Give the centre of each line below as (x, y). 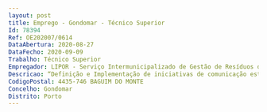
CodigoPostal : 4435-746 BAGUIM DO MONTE (76, 81)
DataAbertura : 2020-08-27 (51, 45)
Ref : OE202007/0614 (41, 37)
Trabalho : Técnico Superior (55, 60)
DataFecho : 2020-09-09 (46, 52)
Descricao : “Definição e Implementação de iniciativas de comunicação (128, 74)
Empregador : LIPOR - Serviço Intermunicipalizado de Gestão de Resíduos (131, 67)
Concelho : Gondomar (41, 89)
